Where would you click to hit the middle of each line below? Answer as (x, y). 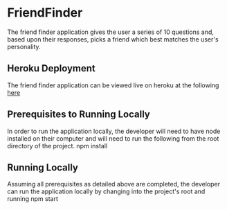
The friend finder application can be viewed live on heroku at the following (113, 85)
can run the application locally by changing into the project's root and (106, 191)
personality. (24, 46)
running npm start (33, 199)
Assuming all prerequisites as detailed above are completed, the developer (113, 184)
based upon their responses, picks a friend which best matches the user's (113, 39)
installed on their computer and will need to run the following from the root (113, 138)
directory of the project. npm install (57, 146)
